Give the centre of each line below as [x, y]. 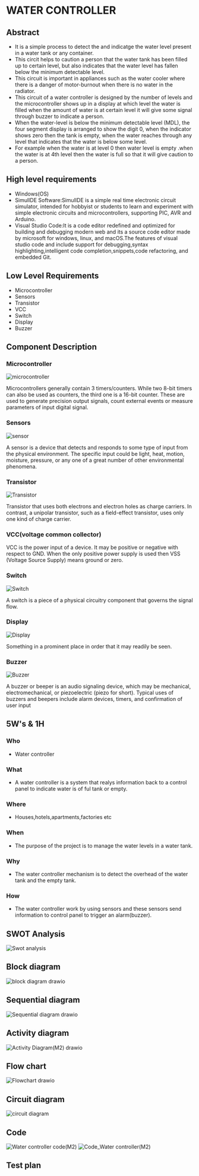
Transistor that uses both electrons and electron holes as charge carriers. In [99, 506]
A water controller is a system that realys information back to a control [101, 783]
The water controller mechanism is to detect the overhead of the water [101, 874]
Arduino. [25, 219]
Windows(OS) [32, 194]
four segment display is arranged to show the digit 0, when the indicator [103, 129]
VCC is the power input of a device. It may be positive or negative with [92, 547]
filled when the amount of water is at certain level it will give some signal [103, 110]
